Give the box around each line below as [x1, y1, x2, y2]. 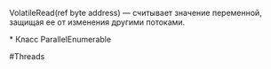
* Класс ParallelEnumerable [9, 34, 112, 44]
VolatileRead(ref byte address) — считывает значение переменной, [9, 8, 262, 18]
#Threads [9, 51, 45, 61]
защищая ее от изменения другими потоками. [9, 17, 186, 27]
